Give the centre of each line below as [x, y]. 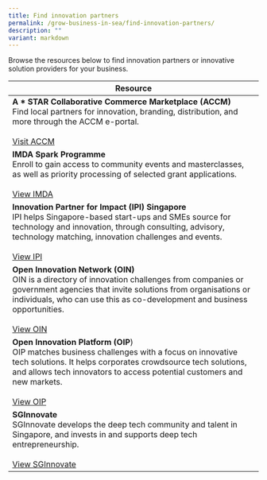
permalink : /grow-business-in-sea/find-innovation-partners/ [112, 23]
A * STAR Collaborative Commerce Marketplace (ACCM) [122, 102]
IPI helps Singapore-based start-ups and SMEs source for [122, 217]
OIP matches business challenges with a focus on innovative [125, 352]
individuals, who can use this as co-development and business [130, 300]
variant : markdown [39, 38]
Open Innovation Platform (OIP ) [73, 343]
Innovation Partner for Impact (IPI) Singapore [99, 207]
